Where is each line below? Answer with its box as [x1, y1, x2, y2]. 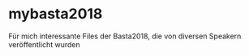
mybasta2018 [8, 5, 103, 23]
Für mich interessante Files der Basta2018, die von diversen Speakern [8, 31, 242, 41]
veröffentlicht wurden [8, 39, 80, 49]
